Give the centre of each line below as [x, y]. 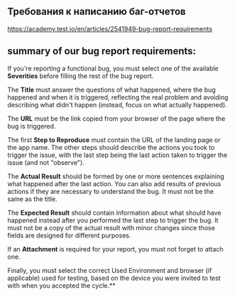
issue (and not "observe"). [46, 162]
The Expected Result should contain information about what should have [114, 212]
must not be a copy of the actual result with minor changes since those [111, 227]
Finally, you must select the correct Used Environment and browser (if [110, 270]
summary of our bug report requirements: [102, 52]
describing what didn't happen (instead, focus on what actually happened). [117, 104]
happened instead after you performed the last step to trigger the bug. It [113, 220]
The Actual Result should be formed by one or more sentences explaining [116, 176]
